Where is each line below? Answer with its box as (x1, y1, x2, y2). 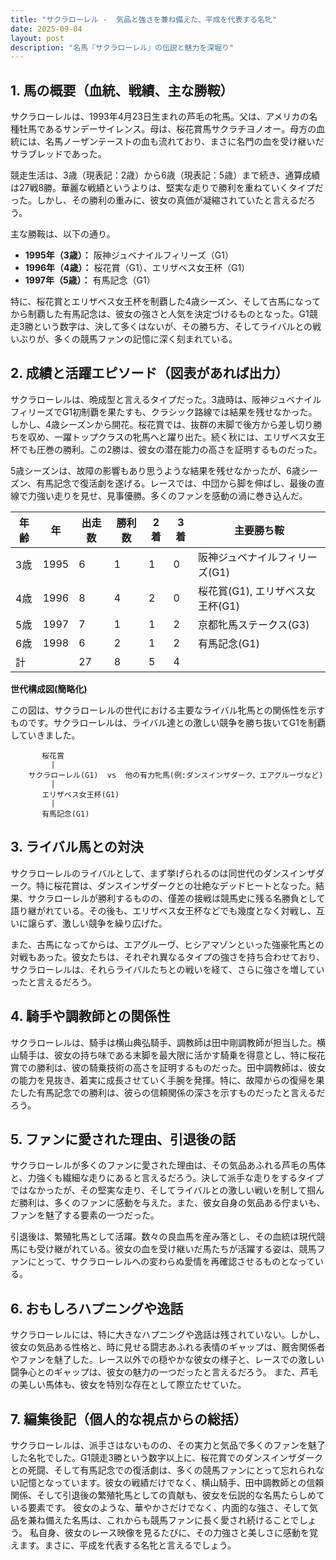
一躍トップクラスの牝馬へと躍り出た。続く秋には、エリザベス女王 (53, 431, 326, 443)
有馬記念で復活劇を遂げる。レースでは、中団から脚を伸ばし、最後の (36, 477, 317, 489)
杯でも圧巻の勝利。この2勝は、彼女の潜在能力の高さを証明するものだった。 (10, 443, 323, 455)
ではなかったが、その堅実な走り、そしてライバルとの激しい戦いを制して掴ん (10, 1184, 325, 1196)
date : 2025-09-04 (10, 24, 83, 34)
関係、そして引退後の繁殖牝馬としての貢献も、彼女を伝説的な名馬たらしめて (10, 1489, 325, 1501)
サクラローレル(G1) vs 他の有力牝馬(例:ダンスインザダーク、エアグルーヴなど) (28, 770, 324, 780)
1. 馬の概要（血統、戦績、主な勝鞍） (10, 82, 234, 99)
